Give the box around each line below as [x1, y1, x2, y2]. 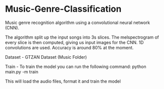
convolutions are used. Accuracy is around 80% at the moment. [5, 44, 134, 50]
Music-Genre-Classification [5, 3, 121, 15]
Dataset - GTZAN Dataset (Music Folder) [5, 54, 87, 60]
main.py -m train [5, 68, 38, 74]
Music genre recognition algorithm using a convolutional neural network [5, 20, 150, 25]
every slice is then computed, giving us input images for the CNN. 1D [5, 39, 144, 45]
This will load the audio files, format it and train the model [5, 78, 121, 84]
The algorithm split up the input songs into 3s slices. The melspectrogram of [5, 34, 159, 40]
